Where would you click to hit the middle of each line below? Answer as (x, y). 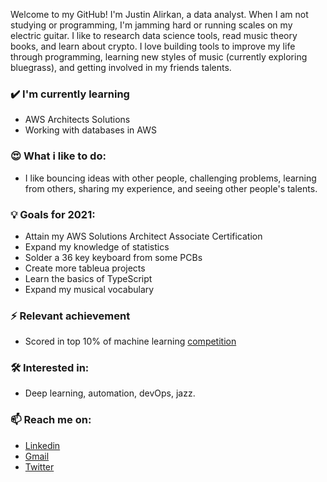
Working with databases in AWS (90, 130)
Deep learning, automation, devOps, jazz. (110, 393)
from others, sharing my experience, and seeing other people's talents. (171, 188)
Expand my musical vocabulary (89, 289)
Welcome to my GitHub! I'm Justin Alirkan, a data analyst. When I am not (159, 14)
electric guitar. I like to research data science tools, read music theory (154, 35)
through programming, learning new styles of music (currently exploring (159, 57)
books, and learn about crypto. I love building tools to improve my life (153, 46)
